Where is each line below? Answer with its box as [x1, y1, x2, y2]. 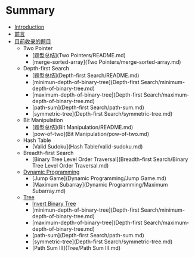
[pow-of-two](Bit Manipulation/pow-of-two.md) [32, 130, 150, 137]
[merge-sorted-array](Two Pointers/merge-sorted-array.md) [32, 58, 181, 66]
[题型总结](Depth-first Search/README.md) [32, 72, 140, 79]
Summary [5, 4, 55, 17]
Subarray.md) [32, 187, 66, 194]
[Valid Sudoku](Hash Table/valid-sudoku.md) [32, 143, 143, 150]
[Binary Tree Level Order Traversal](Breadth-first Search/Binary [32, 156, 188, 163]
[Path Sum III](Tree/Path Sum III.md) [32, 244, 121, 251]
